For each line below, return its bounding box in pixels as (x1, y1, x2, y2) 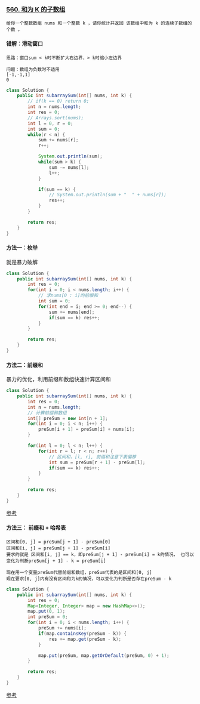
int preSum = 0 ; (27, 614, 68, 620)
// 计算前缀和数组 (27, 410, 67, 416)
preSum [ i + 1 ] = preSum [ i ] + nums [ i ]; (38, 427, 135, 433)
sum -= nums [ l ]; (48, 164, 90, 171)
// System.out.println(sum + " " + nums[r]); (48, 192, 167, 198)
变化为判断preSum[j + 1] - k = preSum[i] (6, 558, 106, 564)
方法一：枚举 (6, 244, 38, 251)
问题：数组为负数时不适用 (6, 66, 60, 72)
